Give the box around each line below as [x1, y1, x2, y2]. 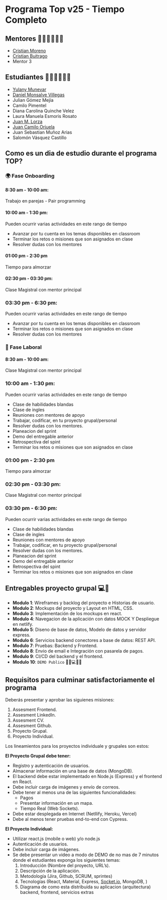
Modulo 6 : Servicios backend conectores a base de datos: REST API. [12, 637, 156, 644]
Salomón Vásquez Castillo [12, 135, 67, 141]
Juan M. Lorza [12, 118, 43, 124]
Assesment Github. [12, 723, 52, 729]
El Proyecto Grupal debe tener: [5, 753, 71, 759]
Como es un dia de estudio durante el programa [5, 149, 157, 158]
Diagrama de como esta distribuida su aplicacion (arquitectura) [20, 884, 151, 890]
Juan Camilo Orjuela [12, 123, 55, 130]
